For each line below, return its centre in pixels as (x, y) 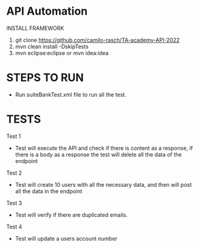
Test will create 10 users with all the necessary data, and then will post (103, 184)
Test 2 (14, 173)
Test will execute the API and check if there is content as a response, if (104, 148)
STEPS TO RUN (45, 78)
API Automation (47, 11)
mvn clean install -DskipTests (52, 46)
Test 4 (14, 227)
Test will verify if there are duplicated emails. (71, 214)
